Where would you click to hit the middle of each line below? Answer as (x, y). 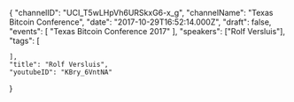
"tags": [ (24, 40)
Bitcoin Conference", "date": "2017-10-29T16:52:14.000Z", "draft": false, (140, 22)
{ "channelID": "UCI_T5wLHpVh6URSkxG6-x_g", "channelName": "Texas (141, 13)
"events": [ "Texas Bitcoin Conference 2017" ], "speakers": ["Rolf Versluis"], (147, 31)
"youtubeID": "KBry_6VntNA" (61, 72)
